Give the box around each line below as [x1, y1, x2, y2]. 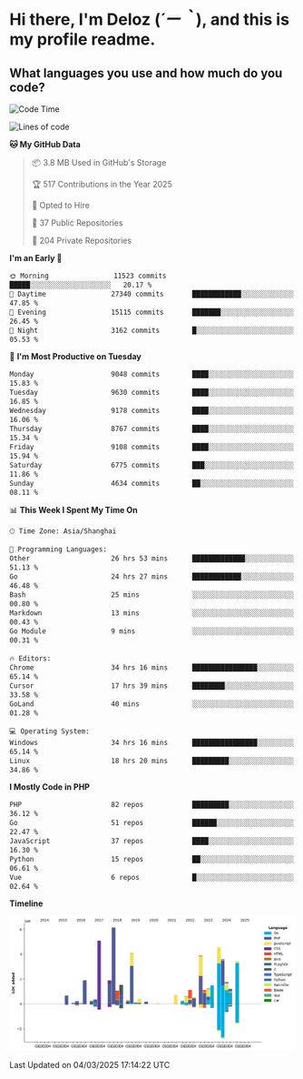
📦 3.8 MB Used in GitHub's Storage [31, 157, 167, 167]
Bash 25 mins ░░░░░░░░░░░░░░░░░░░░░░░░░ [9, 590, 295, 600]
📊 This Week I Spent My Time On [9, 505, 138, 515]
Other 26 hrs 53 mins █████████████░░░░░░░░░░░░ [9, 554, 295, 563]
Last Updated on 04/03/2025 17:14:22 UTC [9, 1059, 171, 1070]
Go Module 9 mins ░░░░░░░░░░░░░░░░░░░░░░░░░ [9, 627, 295, 636]
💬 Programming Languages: [9, 545, 107, 554]
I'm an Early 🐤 [9, 253, 63, 263]
